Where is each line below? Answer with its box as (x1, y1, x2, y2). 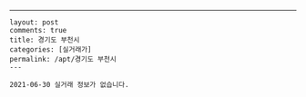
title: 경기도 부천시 (9, 35, 80, 44)
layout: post (9, 18, 59, 27)
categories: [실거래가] (9, 45, 92, 54)
